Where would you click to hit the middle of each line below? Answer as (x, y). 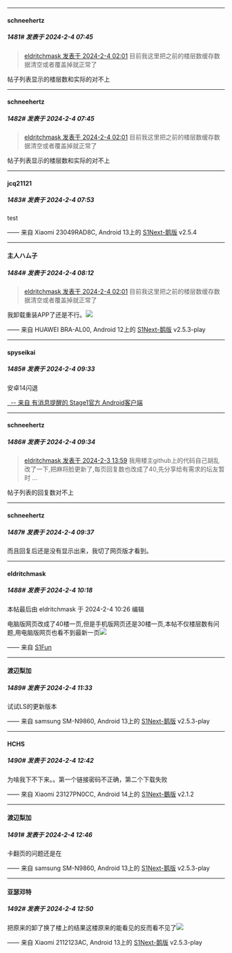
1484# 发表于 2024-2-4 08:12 (51, 272)
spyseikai (21, 352)
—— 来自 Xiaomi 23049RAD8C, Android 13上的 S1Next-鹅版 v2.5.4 (102, 232)
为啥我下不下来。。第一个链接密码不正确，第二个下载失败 (87, 779)
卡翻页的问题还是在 (35, 853)
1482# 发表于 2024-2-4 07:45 (51, 118)
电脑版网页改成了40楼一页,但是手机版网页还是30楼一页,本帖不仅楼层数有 (110, 624)
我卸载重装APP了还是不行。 (47, 315)
